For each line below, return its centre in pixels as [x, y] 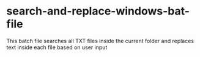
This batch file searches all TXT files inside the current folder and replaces [100, 41]
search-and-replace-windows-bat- [98, 11]
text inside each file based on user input [57, 47]
